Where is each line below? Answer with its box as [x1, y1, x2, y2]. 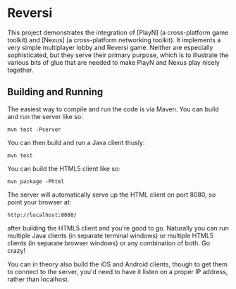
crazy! [7, 246, 26, 254]
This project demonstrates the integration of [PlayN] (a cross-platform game [7, 28, 229, 37]
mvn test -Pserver [7, 125, 61, 133]
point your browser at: [7, 197, 72, 206]
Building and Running [7, 86, 104, 98]
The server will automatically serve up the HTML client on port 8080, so [7, 190, 216, 199]
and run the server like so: [7, 112, 83, 121]
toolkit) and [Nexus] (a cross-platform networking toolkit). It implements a [7, 35, 221, 44]
